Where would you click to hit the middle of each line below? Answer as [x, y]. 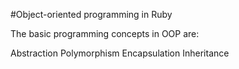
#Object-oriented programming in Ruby [91, 14]
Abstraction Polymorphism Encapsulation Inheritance [120, 53]
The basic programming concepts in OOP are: [105, 33]
